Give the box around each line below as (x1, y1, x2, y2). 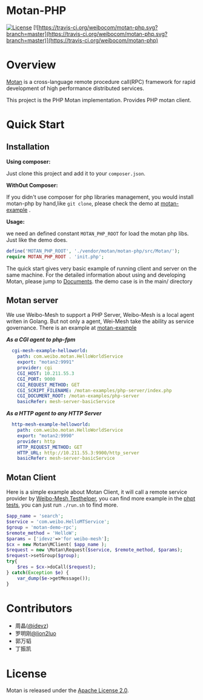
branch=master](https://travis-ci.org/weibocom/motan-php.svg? (6, 30, 168, 37)
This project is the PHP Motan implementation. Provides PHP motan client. (6, 96, 192, 103)
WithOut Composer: (6, 181, 58, 189)
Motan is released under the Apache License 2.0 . (6, 687, 129, 694)
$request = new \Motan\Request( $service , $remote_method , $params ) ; (6, 547, 183, 553)
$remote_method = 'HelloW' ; (6, 530, 78, 536)
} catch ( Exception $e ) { (6, 569, 69, 575)
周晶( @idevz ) (15, 622, 48, 629)
